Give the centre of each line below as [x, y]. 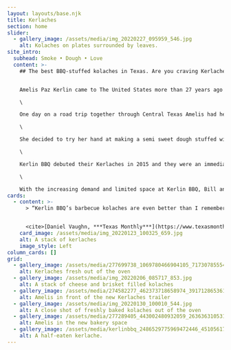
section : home [27, 26]
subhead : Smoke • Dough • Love [58, 59]
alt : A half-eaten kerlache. [61, 336]
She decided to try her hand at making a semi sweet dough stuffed [118, 140]
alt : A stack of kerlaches [58, 239]
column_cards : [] [32, 252]
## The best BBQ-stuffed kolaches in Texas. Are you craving [109, 71]
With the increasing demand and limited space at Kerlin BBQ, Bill [118, 189]
